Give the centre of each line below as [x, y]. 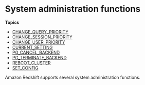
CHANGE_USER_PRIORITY [39, 42]
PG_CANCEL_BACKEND [36, 52]
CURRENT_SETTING [32, 47]
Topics [12, 22]
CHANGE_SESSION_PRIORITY [42, 37]
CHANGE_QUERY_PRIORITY [40, 32]
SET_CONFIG [25, 68]
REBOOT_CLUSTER [31, 63]
